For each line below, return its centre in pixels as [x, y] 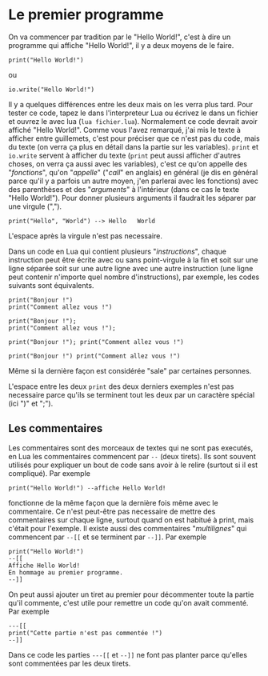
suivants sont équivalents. [51, 285]
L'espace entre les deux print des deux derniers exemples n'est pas [121, 386]
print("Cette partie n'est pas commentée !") [85, 633]
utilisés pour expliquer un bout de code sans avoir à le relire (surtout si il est [133, 465]
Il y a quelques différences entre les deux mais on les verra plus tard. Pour [131, 104]
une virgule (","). [35, 206]
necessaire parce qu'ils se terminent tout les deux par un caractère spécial [132, 394]
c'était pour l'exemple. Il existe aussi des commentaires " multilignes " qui [128, 528]
